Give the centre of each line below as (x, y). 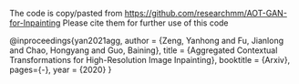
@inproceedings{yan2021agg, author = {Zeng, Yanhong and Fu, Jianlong (147, 41)
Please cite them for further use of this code (146, 23)
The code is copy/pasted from (66, 13)
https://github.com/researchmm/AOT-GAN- (206, 13)
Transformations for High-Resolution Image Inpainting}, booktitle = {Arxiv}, (150, 60)
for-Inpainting (35, 23)
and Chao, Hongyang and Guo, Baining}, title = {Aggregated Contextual (144, 50)
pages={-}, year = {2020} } (61, 69)
